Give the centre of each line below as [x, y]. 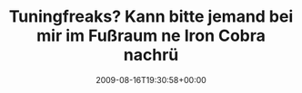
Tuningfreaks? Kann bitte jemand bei [151, 17]
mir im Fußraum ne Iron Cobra [151, 36]
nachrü [151, 55]
